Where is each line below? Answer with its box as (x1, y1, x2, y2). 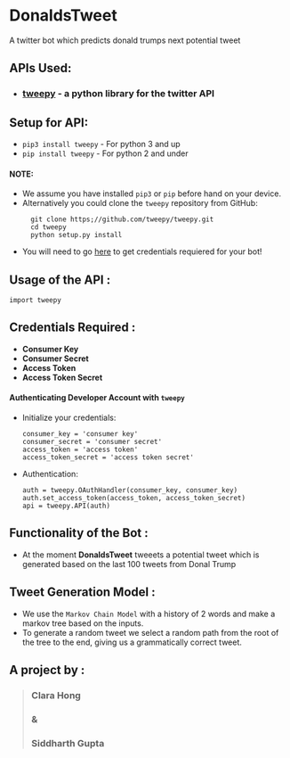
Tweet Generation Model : (9, 585, 156, 600)
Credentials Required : (9, 320, 136, 335)
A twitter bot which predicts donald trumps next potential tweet (9, 35, 241, 45)
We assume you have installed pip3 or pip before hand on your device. (21, 188, 282, 199)
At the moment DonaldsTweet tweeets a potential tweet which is (21, 549, 260, 560)
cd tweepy (30, 223, 67, 232)
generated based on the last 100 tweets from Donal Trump (21, 558, 237, 569)
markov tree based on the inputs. (21, 617, 144, 629)
